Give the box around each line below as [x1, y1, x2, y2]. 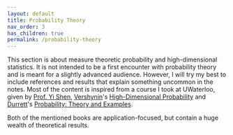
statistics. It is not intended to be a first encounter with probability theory [7, 63, 217, 71]
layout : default [7, 10, 54, 17]
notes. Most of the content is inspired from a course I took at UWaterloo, [7, 85, 216, 94]
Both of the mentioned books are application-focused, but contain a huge [7, 113, 218, 122]
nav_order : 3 [7, 23, 45, 30]
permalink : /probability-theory [7, 36, 101, 43]
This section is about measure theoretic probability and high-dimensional [7, 55, 218, 64]
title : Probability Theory [7, 17, 86, 24]
